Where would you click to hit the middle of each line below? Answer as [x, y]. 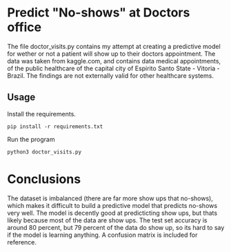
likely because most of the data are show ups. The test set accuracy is [107, 220]
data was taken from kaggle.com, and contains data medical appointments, [114, 61]
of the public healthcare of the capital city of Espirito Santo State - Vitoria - [114, 68]
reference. [22, 242]
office [24, 27]
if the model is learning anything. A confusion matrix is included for [102, 235]
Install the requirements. [41, 114]
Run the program [31, 139]
